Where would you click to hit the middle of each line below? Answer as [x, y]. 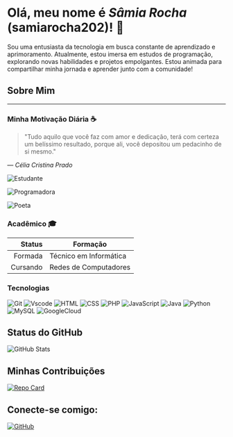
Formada [28, 256]
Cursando [27, 267]
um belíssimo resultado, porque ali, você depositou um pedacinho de [123, 145]
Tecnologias [28, 288]
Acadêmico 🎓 [32, 224]
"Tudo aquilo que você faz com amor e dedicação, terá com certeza [122, 137]
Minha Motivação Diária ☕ [52, 119]
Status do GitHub [45, 332]
